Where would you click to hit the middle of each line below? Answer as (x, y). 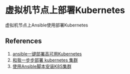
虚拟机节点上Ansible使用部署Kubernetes (47, 25)
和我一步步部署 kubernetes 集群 (45, 60)
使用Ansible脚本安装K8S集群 (42, 66)
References (23, 41)
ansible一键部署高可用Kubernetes (47, 53)
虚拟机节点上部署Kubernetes (65, 10)
